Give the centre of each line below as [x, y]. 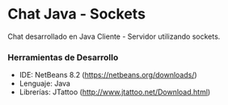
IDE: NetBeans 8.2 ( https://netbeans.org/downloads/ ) [108, 75]
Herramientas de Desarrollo [63, 57]
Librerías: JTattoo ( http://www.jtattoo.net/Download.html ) [115, 92]
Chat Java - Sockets [77, 14]
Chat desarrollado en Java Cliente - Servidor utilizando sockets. [114, 36]
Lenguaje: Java [44, 84]
